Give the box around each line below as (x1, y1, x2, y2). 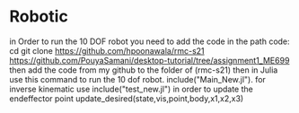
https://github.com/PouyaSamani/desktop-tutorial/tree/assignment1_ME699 (9, 55, 290, 65)
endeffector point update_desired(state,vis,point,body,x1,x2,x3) (9, 92, 244, 104)
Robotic (9, 6, 69, 27)
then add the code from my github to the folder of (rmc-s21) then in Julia (9, 65, 278, 75)
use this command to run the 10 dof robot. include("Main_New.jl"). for (9, 74, 267, 84)
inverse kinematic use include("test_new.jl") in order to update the (9, 83, 253, 94)
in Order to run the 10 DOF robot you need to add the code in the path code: (9, 36, 290, 47)
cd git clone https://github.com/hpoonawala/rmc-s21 (9, 45, 205, 56)
